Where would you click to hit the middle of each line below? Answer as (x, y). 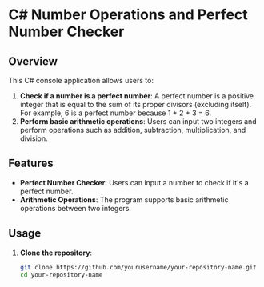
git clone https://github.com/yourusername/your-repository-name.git (138, 267)
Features (31, 163)
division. (34, 138)
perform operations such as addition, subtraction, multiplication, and (133, 130)
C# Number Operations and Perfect (128, 15)
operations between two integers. (76, 208)
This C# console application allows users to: (81, 80)
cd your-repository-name (61, 275)
